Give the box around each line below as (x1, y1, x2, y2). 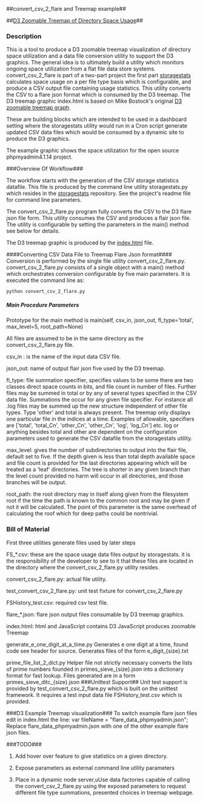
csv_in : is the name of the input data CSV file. (6, 353, 121, 360)
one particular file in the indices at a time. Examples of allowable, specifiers (6, 416, 195, 423)
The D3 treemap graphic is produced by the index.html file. (6, 239, 154, 247)
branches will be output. (6, 479, 67, 486)
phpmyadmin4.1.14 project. (6, 153, 73, 160)
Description (6, 32, 42, 40)
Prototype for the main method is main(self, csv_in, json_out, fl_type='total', (6, 317, 194, 324)
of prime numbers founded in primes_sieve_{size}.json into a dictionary (6, 665, 184, 673)
